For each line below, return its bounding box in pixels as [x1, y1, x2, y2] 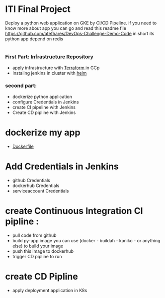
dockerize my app [5, 127, 81, 138]
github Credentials [12, 177, 51, 183]
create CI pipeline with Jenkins [12, 104, 76, 110]
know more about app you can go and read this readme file [5, 25, 127, 31]
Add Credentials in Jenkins [5, 161, 119, 172]
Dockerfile [12, 143, 34, 149]
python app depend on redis [5, 36, 64, 42]
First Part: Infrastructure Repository [5, 53, 93, 60]
